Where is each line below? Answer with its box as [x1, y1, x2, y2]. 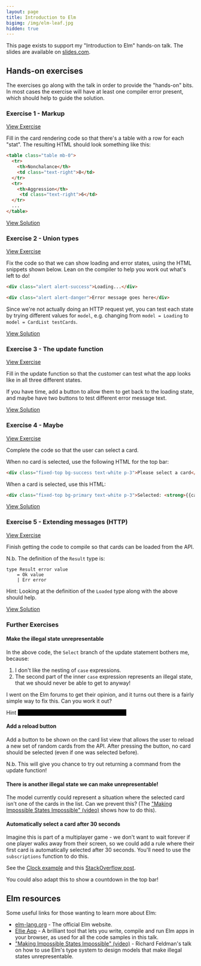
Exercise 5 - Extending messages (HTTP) [6, 518, 128, 526]
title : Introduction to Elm [6, 14, 77, 20]
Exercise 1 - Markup [6, 109, 65, 118]
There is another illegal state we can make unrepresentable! [6, 781, 159, 788]
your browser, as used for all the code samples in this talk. [14, 934, 159, 941]
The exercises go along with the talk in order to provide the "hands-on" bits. [6, 82, 194, 89]
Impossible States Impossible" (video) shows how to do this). [6, 806, 157, 814]
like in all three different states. [6, 376, 83, 384]
